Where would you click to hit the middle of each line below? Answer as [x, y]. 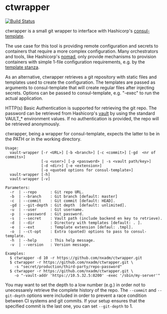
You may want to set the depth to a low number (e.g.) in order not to [75, 284]
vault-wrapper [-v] [30, 179]
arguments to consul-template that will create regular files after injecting [80, 87]
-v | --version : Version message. [50, 245]
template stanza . [23, 67]
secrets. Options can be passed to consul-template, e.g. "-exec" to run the [82, 93]
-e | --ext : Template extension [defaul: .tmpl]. [72, 227]
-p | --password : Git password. [47, 214]
